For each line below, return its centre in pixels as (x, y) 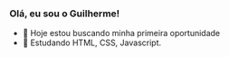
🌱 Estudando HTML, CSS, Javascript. (92, 43)
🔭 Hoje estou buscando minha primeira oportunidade (121, 33)
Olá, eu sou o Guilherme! (65, 14)
